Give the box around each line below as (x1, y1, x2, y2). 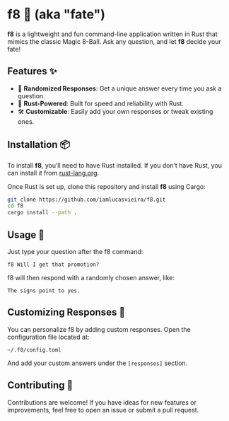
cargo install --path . (7, 209, 78, 217)
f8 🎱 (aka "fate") (7, 6, 106, 23)
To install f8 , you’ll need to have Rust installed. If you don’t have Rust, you (7, 161, 223, 169)
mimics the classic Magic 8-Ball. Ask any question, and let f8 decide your (7, 37, 221, 45)
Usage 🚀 (7, 229, 45, 241)
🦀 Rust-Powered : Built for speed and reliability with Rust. (17, 99, 184, 108)
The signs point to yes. (7, 287, 81, 294)
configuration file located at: (7, 333, 90, 341)
